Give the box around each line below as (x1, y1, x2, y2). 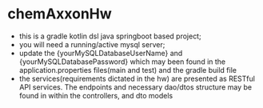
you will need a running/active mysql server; (18, 39, 165, 49)
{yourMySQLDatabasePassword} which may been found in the (18, 57, 226, 66)
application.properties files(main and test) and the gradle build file (18, 65, 237, 74)
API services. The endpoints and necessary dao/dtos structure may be (18, 82, 253, 92)
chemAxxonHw (7, 5, 113, 23)
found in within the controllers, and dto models (18, 90, 173, 100)
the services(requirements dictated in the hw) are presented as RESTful (18, 74, 255, 83)
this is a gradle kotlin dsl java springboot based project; (18, 31, 201, 41)
